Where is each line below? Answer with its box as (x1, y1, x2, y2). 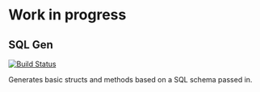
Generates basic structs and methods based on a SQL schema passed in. (8, 75, 253, 84)
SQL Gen (8, 38, 54, 52)
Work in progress (8, 6, 127, 24)
